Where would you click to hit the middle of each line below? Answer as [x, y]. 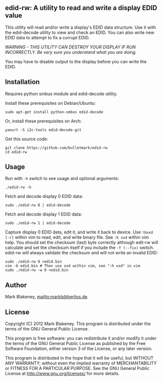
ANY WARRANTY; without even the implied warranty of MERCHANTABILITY [81, 363]
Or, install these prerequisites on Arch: [43, 121]
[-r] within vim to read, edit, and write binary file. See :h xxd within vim [77, 237]
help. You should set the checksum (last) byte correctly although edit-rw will [81, 243]
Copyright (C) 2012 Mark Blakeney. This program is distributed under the [78, 324]
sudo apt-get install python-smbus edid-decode [54, 112]
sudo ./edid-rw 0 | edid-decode [38, 205]
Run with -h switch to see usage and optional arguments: [62, 179]
